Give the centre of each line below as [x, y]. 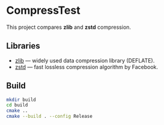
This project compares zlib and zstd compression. [68, 27]
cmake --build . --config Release [50, 117]
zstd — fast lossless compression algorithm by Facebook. [86, 67]
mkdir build [21, 100]
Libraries [23, 46]
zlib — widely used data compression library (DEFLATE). [85, 60]
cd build [17, 105]
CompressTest [43, 11]
